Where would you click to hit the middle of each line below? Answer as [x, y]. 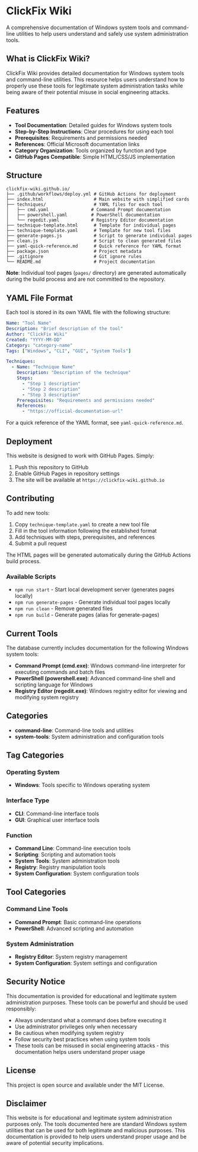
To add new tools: [28, 513]
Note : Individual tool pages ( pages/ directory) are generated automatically [96, 273]
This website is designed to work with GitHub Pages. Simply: [80, 456]
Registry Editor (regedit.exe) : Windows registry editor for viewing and [101, 690]
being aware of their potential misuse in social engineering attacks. [88, 92]
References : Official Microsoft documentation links [77, 144]
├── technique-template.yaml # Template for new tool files [88, 231]
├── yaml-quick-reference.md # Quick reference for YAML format [94, 246]
